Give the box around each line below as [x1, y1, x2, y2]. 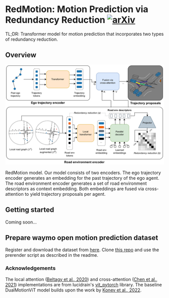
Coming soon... [5, 219, 37, 225]
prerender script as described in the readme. [5, 252, 98, 258]
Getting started [5, 205, 54, 214]
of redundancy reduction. [5, 36, 58, 42]
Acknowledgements [5, 265, 56, 272]
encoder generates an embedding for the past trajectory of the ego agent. [5, 175, 159, 181]
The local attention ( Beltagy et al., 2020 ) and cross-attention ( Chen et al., [5, 276, 158, 282]
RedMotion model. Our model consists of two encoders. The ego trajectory [5, 170, 161, 176]
